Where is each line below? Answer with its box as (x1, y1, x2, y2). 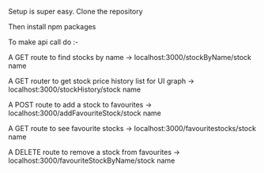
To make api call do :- (8, 37, 79, 47)
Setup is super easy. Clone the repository (8, 7, 144, 16)
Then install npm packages (8, 22, 96, 31)
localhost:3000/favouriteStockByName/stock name (8, 156, 175, 165)
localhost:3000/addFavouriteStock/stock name (8, 108, 162, 118)
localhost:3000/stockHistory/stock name (8, 85, 141, 94)
